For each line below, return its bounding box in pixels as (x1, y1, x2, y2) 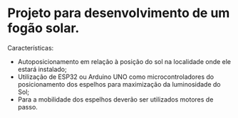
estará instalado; (17, 65, 67, 73)
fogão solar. (7, 20, 80, 36)
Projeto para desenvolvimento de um (7, 5, 230, 21)
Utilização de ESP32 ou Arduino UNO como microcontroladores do (17, 73, 214, 81)
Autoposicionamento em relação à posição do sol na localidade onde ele (17, 57, 232, 65)
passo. (17, 102, 38, 111)
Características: (7, 43, 54, 52)
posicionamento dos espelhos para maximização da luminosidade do (17, 80, 221, 88)
